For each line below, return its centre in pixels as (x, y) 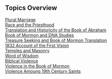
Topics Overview (31, 8)
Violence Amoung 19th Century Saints (43, 71)
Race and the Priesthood (30, 25)
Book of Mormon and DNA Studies (40, 35)
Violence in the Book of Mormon (37, 66)
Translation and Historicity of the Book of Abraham (56, 30)
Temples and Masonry (27, 50)
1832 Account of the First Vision (37, 45)
